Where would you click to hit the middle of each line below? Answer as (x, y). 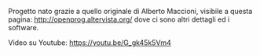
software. (24, 27)
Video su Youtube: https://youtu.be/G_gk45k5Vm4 (90, 43)
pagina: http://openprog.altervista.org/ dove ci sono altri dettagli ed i (119, 19)
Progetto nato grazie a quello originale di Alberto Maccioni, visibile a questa (130, 11)
